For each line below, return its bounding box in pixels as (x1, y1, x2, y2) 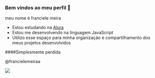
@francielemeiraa (5, 59, 41, 65)
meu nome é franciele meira (5, 15, 62, 21)
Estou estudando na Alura (12, 25, 64, 30)
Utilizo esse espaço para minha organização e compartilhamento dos (12, 35, 151, 40)
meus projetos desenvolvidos (12, 40, 71, 46)
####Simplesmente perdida (5, 49, 61, 55)
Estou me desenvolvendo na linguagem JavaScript (12, 30, 113, 36)
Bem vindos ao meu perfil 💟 (5, 4, 71, 11)
